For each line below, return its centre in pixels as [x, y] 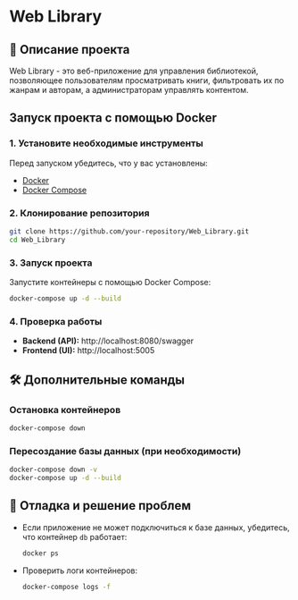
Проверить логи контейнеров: [80, 570]
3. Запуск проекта [51, 263]
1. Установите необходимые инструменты [106, 143]
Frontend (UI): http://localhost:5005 [88, 351]
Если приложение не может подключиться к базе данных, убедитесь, [156, 527]
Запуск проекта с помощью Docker [113, 118]
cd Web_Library [37, 240]
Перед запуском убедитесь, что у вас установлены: [108, 163]
